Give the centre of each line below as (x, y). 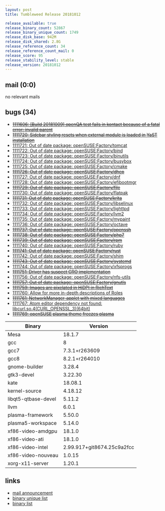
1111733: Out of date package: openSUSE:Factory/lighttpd (71, 208)
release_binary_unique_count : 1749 (42, 33)
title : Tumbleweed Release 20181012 (43, 14)
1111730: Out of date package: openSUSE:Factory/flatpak (70, 193)
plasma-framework (30, 415)
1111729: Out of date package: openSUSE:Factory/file (66, 187)
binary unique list (30, 498)
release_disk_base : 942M (31, 37)
